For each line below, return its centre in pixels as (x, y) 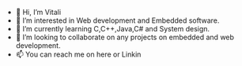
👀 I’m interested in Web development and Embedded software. (117, 20)
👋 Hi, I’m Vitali (38, 12)
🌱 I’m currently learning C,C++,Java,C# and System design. (113, 29)
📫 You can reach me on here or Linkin (78, 54)
